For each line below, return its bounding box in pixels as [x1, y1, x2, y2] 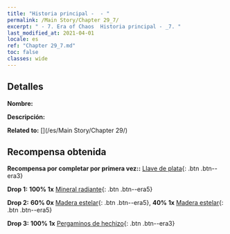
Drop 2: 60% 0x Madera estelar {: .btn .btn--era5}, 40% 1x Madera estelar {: [7, 199, 224, 207]
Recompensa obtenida [7, 146, 107, 158]
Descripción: [7, 112, 45, 121]
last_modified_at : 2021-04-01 [7, 29, 95, 37]
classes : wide [7, 55, 48, 62]
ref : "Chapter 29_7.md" [7, 42, 76, 49]
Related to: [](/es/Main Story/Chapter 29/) [7, 126, 128, 134]
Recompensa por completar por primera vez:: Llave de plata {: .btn [7, 164, 200, 173]
